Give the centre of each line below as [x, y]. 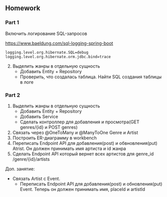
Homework [23, 8]
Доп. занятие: [20, 169]
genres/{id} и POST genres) [49, 127]
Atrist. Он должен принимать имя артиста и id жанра [69, 148]
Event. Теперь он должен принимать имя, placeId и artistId [82, 189]
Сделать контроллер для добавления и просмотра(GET [79, 122]
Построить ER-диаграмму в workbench [54, 138]
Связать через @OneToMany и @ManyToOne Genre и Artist [75, 132]
